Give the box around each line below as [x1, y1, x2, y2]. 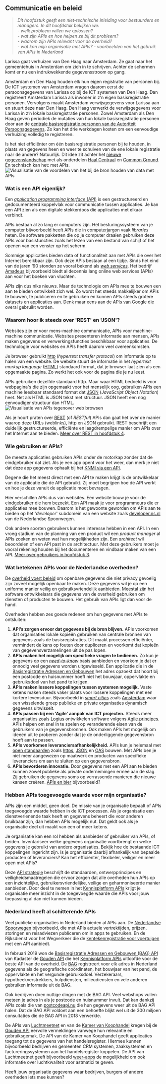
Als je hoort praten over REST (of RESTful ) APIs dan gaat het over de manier [5, 414, 161, 421]
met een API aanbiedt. [5, 941, 51, 947]
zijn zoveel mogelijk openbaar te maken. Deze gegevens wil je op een [5, 581, 147, 586]
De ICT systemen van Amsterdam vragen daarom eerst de [5, 84, 124, 90]
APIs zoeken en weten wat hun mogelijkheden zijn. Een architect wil [5, 536, 144, 542]
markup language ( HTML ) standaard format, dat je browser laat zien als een [5, 364, 161, 370]
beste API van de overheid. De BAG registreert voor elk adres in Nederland [5, 960, 158, 967]
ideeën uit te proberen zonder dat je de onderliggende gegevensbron [12, 732, 154, 738]
